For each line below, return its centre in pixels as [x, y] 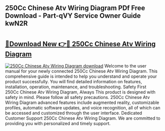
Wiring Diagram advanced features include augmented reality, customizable [82, 102]
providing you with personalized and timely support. [58, 123]
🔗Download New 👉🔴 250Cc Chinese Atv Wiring [81, 44]
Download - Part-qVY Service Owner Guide [73, 16]
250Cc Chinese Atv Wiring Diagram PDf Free [75, 8]
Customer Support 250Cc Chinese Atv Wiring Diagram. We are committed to [83, 118]
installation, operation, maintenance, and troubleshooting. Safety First [76, 87]
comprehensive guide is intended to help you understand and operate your [81, 76]
